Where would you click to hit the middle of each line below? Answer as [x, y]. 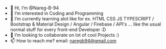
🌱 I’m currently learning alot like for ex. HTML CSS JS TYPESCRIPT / [82, 19]
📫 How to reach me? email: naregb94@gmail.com [63, 41]
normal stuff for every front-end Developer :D [58, 30]
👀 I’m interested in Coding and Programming [57, 13]
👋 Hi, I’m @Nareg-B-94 [34, 8]
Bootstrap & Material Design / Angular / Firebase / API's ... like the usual [86, 24]
